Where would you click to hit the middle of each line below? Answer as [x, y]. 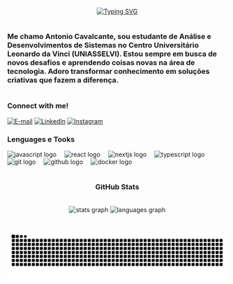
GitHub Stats [117, 187]
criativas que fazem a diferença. [63, 80]
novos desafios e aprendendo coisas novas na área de [101, 63]
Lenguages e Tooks [41, 139]
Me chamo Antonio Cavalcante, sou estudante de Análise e [109, 36]
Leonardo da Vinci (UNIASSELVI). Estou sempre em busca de [112, 54]
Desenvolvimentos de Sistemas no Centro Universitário [103, 45]
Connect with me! [38, 106]
